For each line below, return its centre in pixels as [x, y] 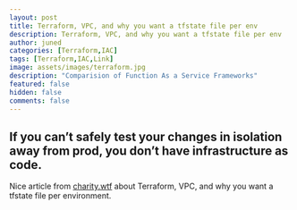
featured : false [39, 84]
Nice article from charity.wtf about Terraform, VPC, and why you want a [141, 186]
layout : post [34, 17]
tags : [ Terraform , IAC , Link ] [62, 59]
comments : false [39, 101]
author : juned [36, 42]
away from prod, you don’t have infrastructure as [149, 151]
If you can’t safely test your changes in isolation [146, 136]
